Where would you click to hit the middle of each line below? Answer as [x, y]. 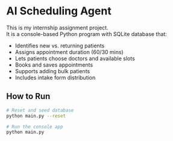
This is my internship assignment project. [57, 28]
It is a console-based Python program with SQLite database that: [86, 34]
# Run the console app [35, 127]
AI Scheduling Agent [59, 11]
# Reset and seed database [40, 110]
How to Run [28, 96]
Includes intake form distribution [55, 77]
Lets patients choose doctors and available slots [75, 58]
